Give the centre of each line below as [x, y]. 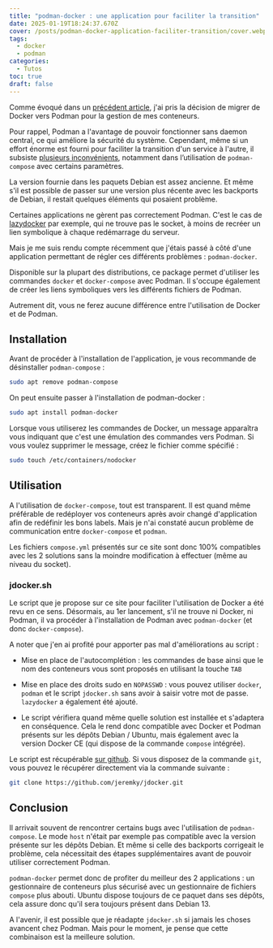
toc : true [26, 76]
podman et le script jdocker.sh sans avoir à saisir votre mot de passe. [135, 693]
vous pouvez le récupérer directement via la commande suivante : [119, 768]
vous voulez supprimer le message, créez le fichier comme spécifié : [124, 446]
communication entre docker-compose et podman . [88, 531]
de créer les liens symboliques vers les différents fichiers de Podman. [126, 289]
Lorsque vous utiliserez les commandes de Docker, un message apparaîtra [134, 428]
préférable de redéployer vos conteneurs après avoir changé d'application [133, 513]
